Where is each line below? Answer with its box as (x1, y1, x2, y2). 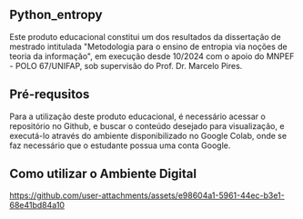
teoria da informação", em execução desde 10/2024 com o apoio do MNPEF (9, 50, 295, 62)
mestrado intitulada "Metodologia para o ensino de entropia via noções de (9, 41, 288, 52)
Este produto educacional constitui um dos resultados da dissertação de (9, 31, 281, 42)
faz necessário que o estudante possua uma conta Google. (9, 140, 231, 151)
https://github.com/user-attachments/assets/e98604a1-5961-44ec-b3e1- (9, 190, 285, 201)
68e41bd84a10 (9, 200, 66, 211)
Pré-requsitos (9, 86, 90, 103)
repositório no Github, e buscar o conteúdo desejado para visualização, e (9, 120, 285, 131)
